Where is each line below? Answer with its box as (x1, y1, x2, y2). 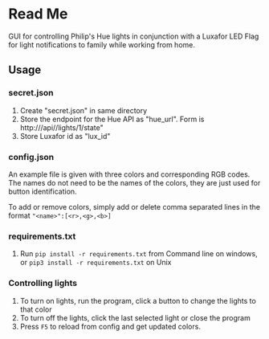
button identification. (8, 186, 78, 196)
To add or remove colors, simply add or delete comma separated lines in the (8, 202, 261, 211)
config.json (8, 151, 55, 162)
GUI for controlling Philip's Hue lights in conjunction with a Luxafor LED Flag (8, 31, 259, 41)
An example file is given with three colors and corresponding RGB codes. (8, 169, 251, 179)
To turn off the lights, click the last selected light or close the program (19, 312, 251, 322)
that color (19, 304, 52, 314)
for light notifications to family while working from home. (8, 39, 195, 49)
